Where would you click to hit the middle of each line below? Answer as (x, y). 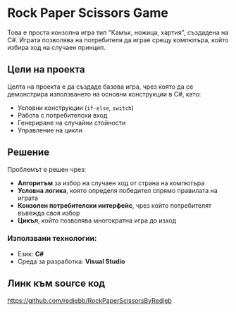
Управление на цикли (50, 130)
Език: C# (31, 254)
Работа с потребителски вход (62, 115)
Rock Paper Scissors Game (88, 13)
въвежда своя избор (49, 213)
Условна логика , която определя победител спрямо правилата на (118, 190)
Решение (29, 152)
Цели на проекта (46, 69)
